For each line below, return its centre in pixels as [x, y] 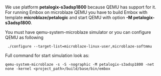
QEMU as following [24, 37]
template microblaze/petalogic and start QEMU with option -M [69, 17]
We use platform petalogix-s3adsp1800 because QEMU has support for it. [81, 7]
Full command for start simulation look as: [47, 55]
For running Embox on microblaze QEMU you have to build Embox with [76, 12]
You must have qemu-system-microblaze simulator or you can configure [78, 32]
